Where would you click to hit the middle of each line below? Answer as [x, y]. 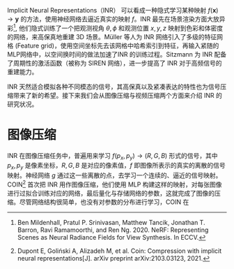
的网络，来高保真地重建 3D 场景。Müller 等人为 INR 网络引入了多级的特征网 [115, 36]
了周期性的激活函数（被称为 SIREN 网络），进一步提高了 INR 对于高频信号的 [115, 63]
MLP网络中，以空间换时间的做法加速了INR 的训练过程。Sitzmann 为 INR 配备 [117, 54]
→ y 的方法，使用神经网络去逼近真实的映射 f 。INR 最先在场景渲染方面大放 [113, 19]
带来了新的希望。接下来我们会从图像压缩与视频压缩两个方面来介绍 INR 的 [118, 95]
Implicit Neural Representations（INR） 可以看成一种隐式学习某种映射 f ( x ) [113, 10]
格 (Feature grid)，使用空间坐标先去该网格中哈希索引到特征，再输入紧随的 [113, 45]
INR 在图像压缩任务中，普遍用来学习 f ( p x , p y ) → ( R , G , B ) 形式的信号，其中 [112, 156]
